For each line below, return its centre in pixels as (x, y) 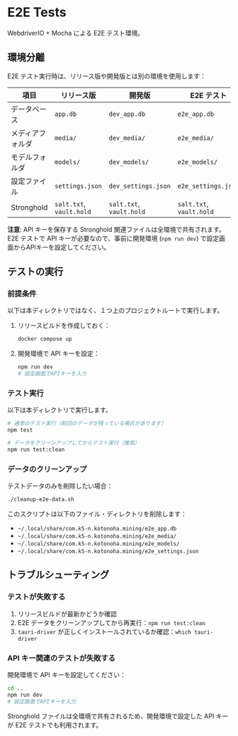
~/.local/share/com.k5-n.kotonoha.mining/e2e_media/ (97, 537)
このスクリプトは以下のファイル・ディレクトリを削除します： (97, 514)
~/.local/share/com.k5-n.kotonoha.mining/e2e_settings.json (108, 552)
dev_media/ (127, 138)
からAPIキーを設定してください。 (62, 247)
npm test (20, 430)
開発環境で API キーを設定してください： (67, 675)
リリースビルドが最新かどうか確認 (67, 614)
